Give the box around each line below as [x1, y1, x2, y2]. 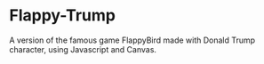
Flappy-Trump [9, 5, 116, 26]
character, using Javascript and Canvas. [9, 44, 157, 54]
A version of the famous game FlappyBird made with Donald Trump [9, 35, 256, 45]
